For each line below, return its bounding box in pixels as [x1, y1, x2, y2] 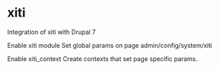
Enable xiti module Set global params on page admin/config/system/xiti [7, 41, 213, 49]
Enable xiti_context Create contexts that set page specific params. [7, 54, 197, 63]
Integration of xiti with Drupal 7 [7, 28, 96, 36]
